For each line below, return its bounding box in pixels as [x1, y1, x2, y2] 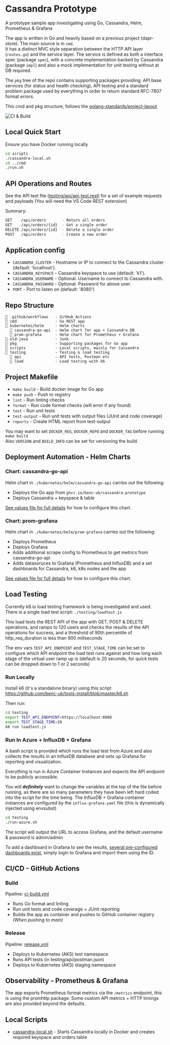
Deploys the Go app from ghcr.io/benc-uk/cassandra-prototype [12, 489, 146, 495]
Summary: [5, 208, 27, 214]
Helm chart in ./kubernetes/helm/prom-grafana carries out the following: [5, 529, 156, 535]
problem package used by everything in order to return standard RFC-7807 [5, 88, 162, 94]
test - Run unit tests [12, 408, 55, 413]
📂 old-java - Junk [5, 337, 69, 342]
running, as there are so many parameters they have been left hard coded [5, 789, 159, 795]
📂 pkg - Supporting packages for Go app [5, 341, 128, 346]
